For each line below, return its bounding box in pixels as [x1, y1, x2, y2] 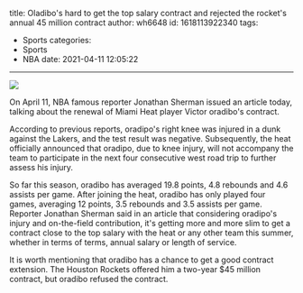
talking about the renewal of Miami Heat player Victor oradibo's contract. [9, 106, 280, 116]
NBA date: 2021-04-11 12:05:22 [22, 54, 139, 64]
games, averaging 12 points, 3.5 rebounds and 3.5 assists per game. [9, 198, 263, 209]
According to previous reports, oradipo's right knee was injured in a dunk [9, 124, 281, 134]
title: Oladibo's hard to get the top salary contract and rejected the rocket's [9, 8, 287, 18]
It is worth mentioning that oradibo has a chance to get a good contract [9, 254, 274, 265]
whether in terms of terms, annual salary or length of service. [9, 237, 237, 247]
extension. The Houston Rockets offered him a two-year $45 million [9, 264, 262, 274]
